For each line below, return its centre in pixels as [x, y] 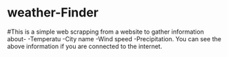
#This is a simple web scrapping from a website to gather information [106, 32]
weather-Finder [53, 13]
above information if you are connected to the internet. [85, 46]
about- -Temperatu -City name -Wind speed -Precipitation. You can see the [114, 38]
